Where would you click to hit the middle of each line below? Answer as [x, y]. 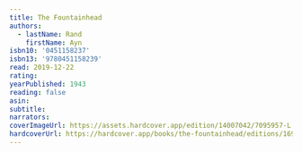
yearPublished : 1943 [48, 84]
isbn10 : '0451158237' [50, 51]
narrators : [30, 117]
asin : [19, 101]
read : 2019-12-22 [42, 68]
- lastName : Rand [50, 34]
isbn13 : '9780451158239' [56, 59]
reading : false [38, 92]
